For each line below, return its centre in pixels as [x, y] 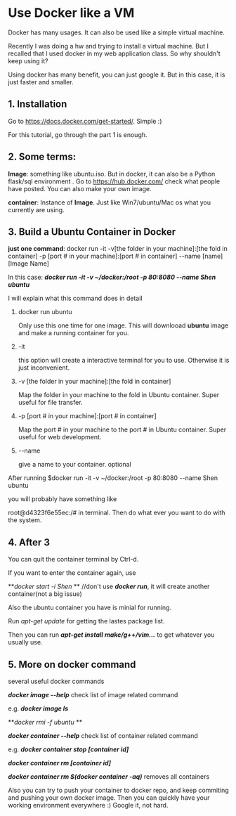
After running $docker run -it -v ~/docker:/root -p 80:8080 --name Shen [113, 478]
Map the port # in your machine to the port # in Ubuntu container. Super [122, 429]
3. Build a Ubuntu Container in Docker [92, 232]
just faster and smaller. [41, 82]
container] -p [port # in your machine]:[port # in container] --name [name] [116, 256]
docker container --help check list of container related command [103, 736]
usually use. [25, 642]
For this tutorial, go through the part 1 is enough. [78, 134]
